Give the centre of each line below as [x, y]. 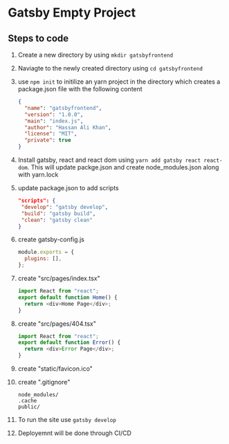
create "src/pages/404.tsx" [57, 324]
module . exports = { [46, 252]
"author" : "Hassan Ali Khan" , [68, 127]
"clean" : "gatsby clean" [57, 220]
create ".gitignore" [44, 382]
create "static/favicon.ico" [55, 369]
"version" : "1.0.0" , [54, 114]
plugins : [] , [43, 259]
